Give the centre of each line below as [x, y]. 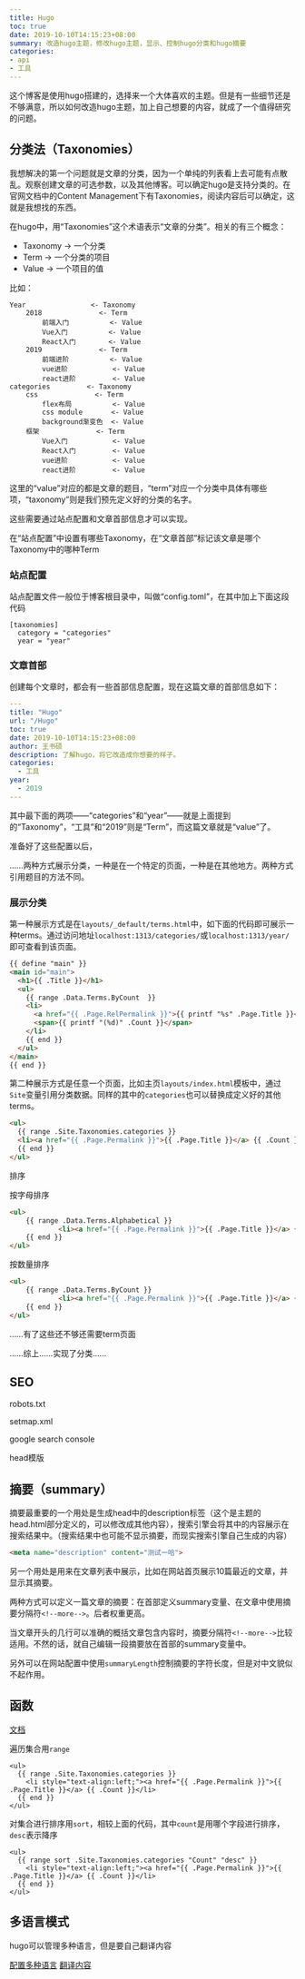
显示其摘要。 [33, 1583]
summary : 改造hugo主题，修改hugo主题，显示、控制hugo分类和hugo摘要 [128, 43]
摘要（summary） [61, 1489]
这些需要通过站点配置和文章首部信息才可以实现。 [101, 518]
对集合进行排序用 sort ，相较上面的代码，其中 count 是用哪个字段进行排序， [147, 1823]
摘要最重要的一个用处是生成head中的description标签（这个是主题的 [135, 1513]
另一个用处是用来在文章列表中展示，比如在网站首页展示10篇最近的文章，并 [149, 1571]
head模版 [27, 1458]
